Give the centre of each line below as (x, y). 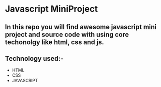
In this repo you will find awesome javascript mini (81, 27)
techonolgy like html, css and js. (55, 42)
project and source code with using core (67, 34)
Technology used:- (34, 59)
